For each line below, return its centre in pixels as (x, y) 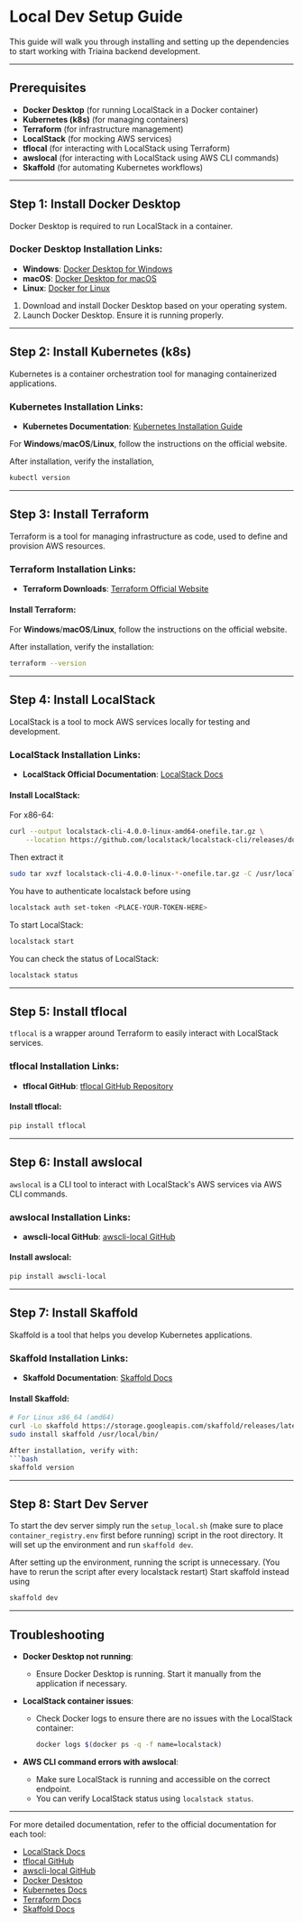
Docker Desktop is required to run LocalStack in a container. (121, 226)
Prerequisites (48, 88)
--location (46, 840)
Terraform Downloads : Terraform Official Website (115, 588)
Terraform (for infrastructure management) (103, 129)
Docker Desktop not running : (78, 1657)
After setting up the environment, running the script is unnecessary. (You (145, 1562)
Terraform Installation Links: (73, 569)
